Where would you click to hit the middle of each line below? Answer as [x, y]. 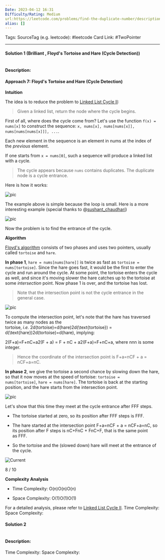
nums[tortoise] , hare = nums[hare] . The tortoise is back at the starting [76, 382]
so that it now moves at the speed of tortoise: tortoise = [63, 377]
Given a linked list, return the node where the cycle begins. [77, 112]
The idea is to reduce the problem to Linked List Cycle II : [62, 102]
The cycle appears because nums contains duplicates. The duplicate [86, 171]
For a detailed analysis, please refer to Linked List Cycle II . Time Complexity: [82, 508]
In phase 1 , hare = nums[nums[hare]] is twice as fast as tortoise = [72, 262]
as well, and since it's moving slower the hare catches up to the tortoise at [80, 278]
